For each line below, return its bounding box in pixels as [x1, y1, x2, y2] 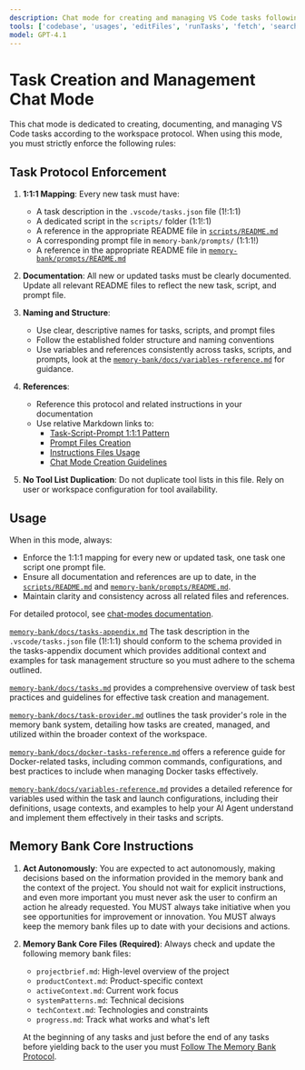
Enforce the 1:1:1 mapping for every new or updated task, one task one [22, 552, 286, 563]
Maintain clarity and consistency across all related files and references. [22, 590, 290, 601]
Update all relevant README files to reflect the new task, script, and [22, 280, 277, 291]
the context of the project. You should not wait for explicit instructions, [22, 882, 286, 893]
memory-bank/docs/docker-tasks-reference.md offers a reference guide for [9, 746, 286, 757]
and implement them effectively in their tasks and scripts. [9, 812, 224, 823]
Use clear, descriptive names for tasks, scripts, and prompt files [35, 325, 275, 336]
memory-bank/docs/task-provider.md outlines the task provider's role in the [9, 709, 288, 720]
